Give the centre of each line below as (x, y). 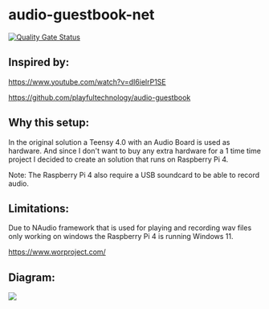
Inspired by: (39, 62)
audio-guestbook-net (82, 15)
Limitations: (39, 208)
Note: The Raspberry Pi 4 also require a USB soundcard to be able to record (134, 175)
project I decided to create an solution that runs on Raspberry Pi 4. (118, 159)
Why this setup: (49, 123)
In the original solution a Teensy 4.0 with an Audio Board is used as (119, 142)
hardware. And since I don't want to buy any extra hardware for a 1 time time (134, 150)
